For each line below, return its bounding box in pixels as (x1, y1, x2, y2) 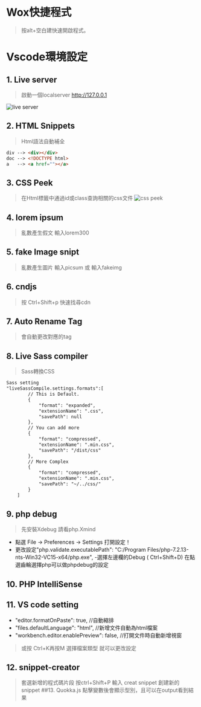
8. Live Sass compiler (6, 351, 89, 361)
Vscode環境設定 (6, 50, 88, 64)
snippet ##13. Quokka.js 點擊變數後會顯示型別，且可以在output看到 (21, 686, 189, 694)
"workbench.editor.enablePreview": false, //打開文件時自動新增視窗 (14, 631, 182, 639)
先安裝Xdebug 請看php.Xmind (21, 526, 96, 533)
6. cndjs (6, 282, 37, 292)
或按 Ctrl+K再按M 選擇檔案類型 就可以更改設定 (21, 644, 137, 651)
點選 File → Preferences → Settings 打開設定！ (14, 538, 131, 546)
